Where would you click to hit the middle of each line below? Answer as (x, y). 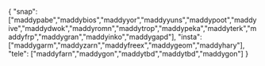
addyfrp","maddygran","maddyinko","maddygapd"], (92, 37)
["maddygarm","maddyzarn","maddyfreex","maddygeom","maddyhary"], (127, 45)
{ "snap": (23, 12)
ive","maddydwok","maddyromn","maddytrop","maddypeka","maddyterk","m (132, 28)
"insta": (190, 37)
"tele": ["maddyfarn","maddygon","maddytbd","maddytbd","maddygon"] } (128, 54)
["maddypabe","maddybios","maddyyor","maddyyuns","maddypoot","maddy (132, 20)
